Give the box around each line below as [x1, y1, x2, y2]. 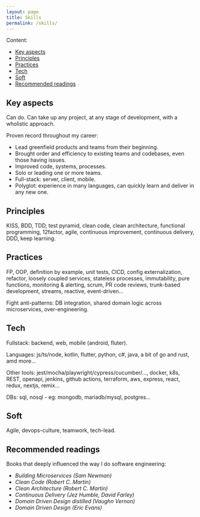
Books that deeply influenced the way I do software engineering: [6, 460, 166, 468]
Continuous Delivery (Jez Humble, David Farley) [14, 491, 135, 498]
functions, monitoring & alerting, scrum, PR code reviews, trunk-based [6, 281, 180, 288]
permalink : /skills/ [6, 20, 58, 26]
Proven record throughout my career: [6, 132, 98, 139]
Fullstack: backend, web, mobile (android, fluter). [6, 339, 128, 346]
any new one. [14, 188, 49, 196]
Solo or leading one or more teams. [14, 170, 103, 177]
